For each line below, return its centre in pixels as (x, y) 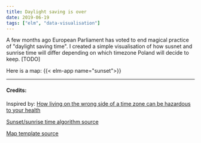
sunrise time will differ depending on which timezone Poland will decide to (98, 53)
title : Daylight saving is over (46, 12)
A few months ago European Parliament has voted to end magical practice (98, 40)
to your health (23, 110)
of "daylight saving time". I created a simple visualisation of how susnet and (99, 46)
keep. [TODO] (23, 59)
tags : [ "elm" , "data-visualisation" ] (53, 23)
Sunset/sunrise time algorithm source (52, 121)
